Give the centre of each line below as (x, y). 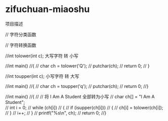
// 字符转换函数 (21, 45)
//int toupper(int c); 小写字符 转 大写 (42, 76)
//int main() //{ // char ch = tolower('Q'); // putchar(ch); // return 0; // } (77, 66)
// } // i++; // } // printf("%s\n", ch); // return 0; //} (56, 113)
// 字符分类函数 (21, 34)
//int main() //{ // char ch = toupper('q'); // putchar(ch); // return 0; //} (77, 86)
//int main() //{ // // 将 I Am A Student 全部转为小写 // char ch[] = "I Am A (80, 96)
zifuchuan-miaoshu (47, 9)
